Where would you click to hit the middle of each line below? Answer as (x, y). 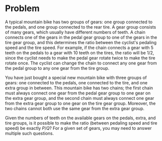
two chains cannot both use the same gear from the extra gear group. (75, 108)
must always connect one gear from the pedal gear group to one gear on (78, 93)
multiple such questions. (30, 133)
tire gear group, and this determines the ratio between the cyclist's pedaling (81, 42)
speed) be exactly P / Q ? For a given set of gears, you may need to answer (78, 128)
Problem (22, 8)
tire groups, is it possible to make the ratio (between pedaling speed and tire (81, 123)
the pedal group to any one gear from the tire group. (57, 68)
